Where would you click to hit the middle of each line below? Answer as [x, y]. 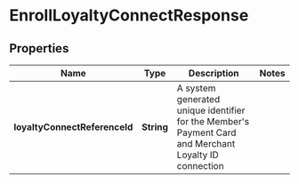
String [155, 127]
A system [196, 88]
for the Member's [213, 121]
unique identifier [211, 110]
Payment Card [206, 132]
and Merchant [206, 144]
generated [198, 99]
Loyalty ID [198, 155]
